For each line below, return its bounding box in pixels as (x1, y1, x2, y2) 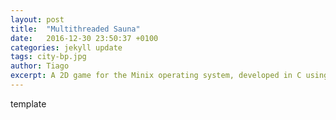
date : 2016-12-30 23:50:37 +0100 (10, 33, 159, 43)
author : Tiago (10, 61, 70, 71)
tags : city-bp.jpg (10, 52, 87, 62)
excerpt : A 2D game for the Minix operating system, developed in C (10, 71, 302, 81)
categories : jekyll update (10, 42, 123, 53)
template (10, 97, 47, 110)
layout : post (10, 14, 65, 25)
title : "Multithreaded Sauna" (10, 24, 141, 34)
